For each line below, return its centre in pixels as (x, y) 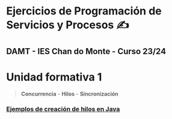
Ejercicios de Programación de (84, 11)
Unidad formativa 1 (54, 77)
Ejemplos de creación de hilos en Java (63, 109)
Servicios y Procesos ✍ (68, 25)
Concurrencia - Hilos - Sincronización (69, 94)
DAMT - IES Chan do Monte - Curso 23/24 (86, 51)
